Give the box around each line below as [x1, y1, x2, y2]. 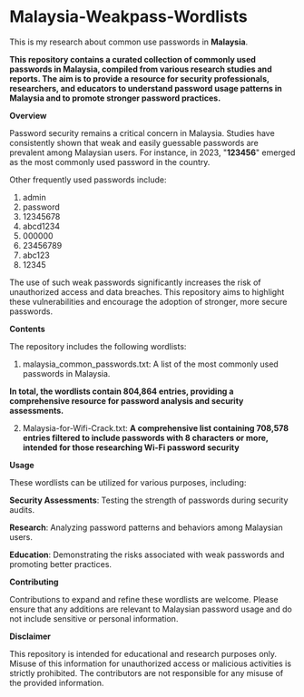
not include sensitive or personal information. [9, 613, 179, 623]
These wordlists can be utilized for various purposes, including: [9, 476, 247, 487]
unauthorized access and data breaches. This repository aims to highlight [9, 286, 285, 297]
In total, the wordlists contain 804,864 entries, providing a [9, 386, 234, 397]
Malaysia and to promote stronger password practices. [9, 93, 221, 103]
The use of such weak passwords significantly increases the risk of [9, 277, 261, 288]
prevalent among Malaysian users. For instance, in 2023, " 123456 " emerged [9, 147, 296, 158]
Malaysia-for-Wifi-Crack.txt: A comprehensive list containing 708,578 [22, 422, 289, 433]
